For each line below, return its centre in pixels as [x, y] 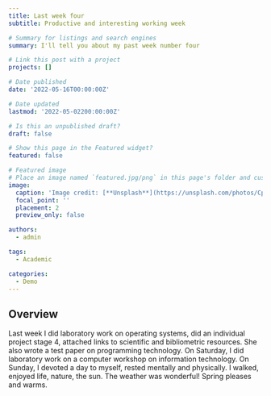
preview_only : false [50, 215]
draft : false [30, 134]
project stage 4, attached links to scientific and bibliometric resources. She [133, 342]
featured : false [35, 156]
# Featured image [38, 170]
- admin [29, 238]
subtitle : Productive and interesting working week [97, 23]
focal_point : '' [43, 200]
